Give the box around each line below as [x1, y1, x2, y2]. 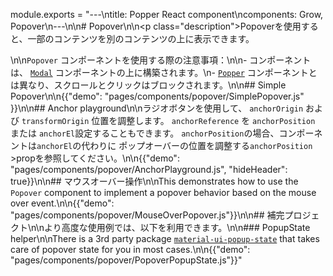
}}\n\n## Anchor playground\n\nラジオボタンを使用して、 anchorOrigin [10, 102, 304, 114]
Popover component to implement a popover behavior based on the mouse [10, 187, 317, 198]
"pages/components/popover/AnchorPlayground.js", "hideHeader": [10, 164, 288, 175]
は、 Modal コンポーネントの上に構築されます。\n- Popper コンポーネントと [10, 67, 318, 78]
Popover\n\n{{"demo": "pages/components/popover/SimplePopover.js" [10, 90, 305, 102]
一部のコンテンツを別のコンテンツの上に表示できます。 [27, 33, 255, 44]
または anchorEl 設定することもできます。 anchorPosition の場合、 [10, 127, 280, 139]
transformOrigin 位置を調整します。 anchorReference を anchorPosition [21, 115, 316, 126]
